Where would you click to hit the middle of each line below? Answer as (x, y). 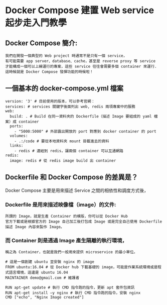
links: (17, 145)
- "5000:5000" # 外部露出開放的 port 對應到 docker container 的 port (85, 131)
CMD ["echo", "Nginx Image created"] (45, 297)
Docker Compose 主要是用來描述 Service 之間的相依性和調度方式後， (77, 190)
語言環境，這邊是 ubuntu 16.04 (39, 273)
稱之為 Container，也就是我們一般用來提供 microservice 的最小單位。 (71, 252)
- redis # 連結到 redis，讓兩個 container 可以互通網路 (69, 151)
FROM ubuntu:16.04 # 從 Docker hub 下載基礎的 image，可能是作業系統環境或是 (81, 267)
